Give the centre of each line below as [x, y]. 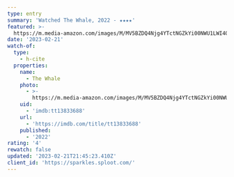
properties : [31, 66]
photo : [29, 85]
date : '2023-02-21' [36, 40]
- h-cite [32, 59]
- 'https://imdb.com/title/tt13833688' [83, 124]
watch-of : [22, 46]
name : [28, 72]
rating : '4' [24, 144]
